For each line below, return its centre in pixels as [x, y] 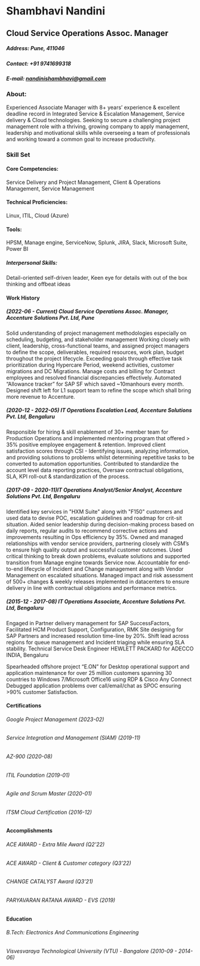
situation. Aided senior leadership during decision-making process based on [100, 524]
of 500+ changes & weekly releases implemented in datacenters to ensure [98, 582]
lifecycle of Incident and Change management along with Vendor [104, 569]
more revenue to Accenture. [41, 396]
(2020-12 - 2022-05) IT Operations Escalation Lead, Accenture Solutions [99, 410]
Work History [23, 298]
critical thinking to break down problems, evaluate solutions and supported [98, 556]
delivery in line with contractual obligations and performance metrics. [92, 588]
